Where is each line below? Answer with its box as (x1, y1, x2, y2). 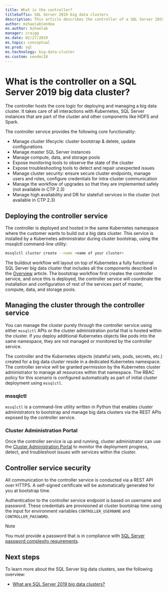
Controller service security (5, 463, 91, 472)
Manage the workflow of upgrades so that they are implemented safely (12, 181, 159, 187)
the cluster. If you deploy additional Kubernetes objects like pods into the (5, 332, 155, 339)
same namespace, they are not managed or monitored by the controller (5, 338, 152, 344)
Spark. (5, 119, 19, 125)
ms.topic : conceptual (5, 40, 50, 45)
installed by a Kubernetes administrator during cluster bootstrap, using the (5, 235, 158, 242)
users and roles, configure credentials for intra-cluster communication (12, 176, 157, 182)
